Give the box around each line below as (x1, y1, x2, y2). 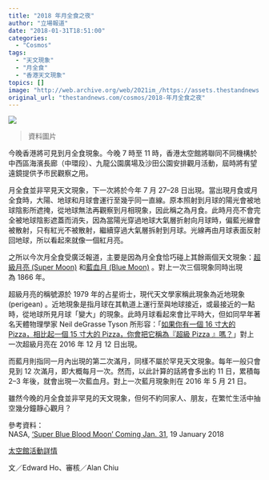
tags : (8, 49, 26, 57)
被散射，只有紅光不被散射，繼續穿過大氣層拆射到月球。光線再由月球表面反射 (8, 226, 261, 235)
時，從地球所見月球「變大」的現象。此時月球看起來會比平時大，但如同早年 (8, 310, 254, 319)
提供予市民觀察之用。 (22, 169, 93, 178)
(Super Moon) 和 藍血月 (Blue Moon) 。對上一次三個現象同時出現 (30, 262, 243, 272)
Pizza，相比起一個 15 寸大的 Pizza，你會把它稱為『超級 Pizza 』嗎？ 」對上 (8, 330, 255, 339)
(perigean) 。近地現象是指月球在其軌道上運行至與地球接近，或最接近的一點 (8, 299, 255, 309)
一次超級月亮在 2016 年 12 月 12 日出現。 (8, 339, 142, 349)
